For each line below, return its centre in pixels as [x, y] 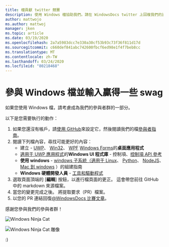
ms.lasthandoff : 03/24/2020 [35, 61]
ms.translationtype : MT [30, 52]
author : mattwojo [23, 19]
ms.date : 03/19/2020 [27, 38]
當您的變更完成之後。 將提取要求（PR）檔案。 [60, 192]
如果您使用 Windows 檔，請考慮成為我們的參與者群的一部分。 [69, 108]
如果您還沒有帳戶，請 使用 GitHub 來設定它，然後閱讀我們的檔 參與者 [82, 129]
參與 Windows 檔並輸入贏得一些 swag [84, 92]
